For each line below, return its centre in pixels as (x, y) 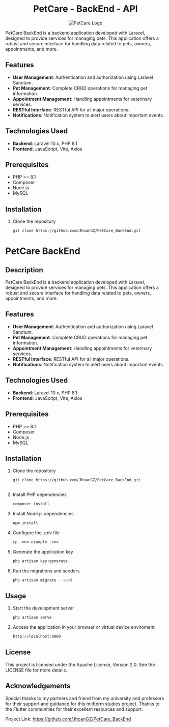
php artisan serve (32, 618)
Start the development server (44, 608)
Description (24, 270)
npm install (25, 523)
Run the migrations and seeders (46, 571)
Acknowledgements (38, 686)
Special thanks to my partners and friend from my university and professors (85, 698)
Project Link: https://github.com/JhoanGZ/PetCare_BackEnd (68, 719)
